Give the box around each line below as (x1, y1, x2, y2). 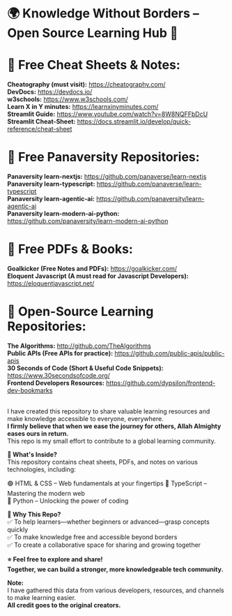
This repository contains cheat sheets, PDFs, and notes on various (7, 457, 199, 466)
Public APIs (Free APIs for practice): (7, 349, 114, 357)
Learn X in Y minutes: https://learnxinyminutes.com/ (7, 103, 159, 111)
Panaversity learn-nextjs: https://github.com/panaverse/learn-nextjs (7, 173, 207, 181)
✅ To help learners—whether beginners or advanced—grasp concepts (7, 518, 210, 526)
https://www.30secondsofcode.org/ (7, 371, 110, 379)
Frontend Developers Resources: (7, 379, 105, 387)
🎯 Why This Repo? (7, 510, 61, 518)
